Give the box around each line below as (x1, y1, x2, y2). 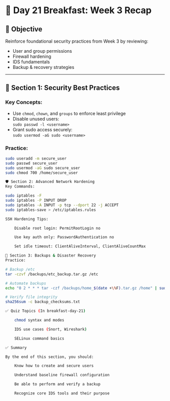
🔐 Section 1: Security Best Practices (5, 84, 120, 92)
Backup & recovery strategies (12, 64, 74, 70)
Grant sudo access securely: (12, 126, 72, 132)
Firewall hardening (12, 53, 52, 59)
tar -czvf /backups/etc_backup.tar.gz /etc (5, 271, 99, 277)
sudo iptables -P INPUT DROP (5, 198, 67, 203)
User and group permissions (12, 48, 72, 54)
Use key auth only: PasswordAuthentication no (14, 235, 114, 240)
